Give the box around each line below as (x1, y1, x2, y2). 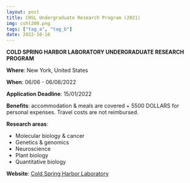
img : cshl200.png (6, 20, 51, 26)
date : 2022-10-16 (6, 32, 51, 38)
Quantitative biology (15, 158, 66, 165)
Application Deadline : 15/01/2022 (6, 90, 92, 98)
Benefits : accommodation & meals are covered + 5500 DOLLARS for (6, 102, 179, 110)
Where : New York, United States (6, 66, 89, 74)
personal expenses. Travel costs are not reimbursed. (6, 109, 139, 116)
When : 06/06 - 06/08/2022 (6, 79, 76, 86)
